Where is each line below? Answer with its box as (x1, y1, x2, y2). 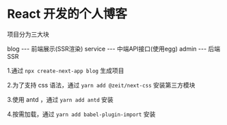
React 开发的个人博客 (7, 6, 128, 22)
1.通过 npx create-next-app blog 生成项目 (7, 66, 124, 74)
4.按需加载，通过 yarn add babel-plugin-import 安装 (7, 110, 156, 118)
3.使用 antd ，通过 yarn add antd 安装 (7, 95, 114, 103)
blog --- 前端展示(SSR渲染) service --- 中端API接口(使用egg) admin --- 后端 (7, 44, 221, 53)
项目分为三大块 (7, 30, 49, 38)
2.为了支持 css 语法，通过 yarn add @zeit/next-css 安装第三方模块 (7, 81, 196, 89)
